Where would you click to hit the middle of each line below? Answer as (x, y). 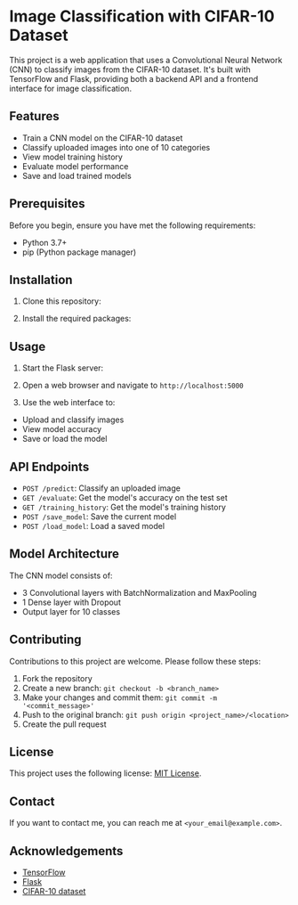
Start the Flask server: (63, 368)
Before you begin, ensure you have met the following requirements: (133, 225)
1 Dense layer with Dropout (72, 602)
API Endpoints (49, 466)
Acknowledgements (66, 851)
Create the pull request (64, 724)
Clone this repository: (61, 301)
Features (34, 116)
